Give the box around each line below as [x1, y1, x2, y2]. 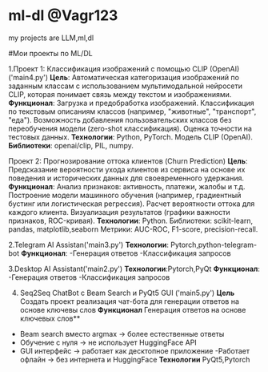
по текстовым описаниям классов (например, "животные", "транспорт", [8, 107, 257, 116]
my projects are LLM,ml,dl [8, 33, 94, 42]
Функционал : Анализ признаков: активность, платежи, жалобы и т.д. [8, 181, 246, 191]
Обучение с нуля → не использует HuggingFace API [19, 338, 198, 347]
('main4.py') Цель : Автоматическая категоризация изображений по [8, 72, 240, 82]
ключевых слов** [19, 313, 81, 323]
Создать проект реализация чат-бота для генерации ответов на [19, 296, 240, 306]
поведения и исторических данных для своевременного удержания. [8, 173, 244, 183]
